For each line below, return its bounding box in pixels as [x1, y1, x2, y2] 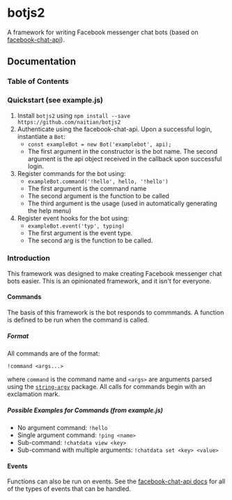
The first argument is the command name [27, 184, 147, 193]
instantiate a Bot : [17, 132, 66, 140]
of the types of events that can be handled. [7, 485, 131, 493]
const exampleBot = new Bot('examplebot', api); [27, 141, 172, 148]
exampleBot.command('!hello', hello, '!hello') [27, 178, 169, 185]
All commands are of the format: [7, 349, 100, 358]
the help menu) [27, 206, 72, 214]
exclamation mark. [7, 390, 61, 399]
